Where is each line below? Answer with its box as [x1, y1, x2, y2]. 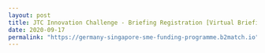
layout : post [8, 11, 51, 19]
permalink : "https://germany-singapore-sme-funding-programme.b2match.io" [8, 33, 259, 41]
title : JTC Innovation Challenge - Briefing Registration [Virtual [8, 19, 235, 26]
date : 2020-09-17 [8, 26, 65, 34]
